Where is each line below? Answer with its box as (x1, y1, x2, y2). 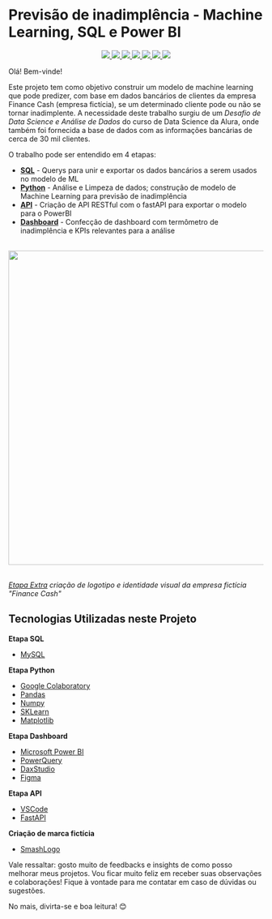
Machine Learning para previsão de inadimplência (19, 191, 188, 200)
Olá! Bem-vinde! (8, 67, 63, 76)
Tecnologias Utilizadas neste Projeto (8, 612, 197, 626)
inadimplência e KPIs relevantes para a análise (19, 225, 176, 235)
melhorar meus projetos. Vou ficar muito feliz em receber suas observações (8, 868, 262, 878)
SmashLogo (19, 844, 61, 853)
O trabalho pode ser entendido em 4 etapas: (8, 149, 156, 159)
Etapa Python (8, 665, 55, 675)
